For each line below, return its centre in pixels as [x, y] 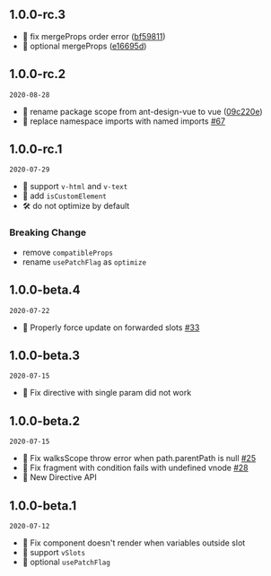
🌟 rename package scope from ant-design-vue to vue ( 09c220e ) [142, 111]
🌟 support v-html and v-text [75, 187]
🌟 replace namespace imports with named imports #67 [124, 121]
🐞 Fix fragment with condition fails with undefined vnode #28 [135, 468]
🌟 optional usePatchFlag [66, 562]
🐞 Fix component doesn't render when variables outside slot [134, 543]
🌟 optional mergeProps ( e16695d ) [84, 46]
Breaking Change [48, 232]
